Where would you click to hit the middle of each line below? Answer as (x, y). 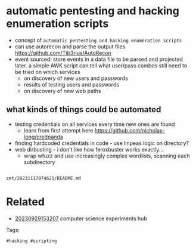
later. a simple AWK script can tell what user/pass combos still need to (101, 65)
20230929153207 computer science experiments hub (81, 218)
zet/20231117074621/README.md (44, 178)
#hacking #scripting (32, 241)
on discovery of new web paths (62, 91)
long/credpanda (43, 137)
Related (25, 202)
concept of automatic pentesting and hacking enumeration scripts (98, 40)
